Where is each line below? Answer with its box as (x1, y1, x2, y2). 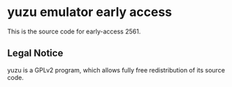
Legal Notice (7, 47, 64, 59)
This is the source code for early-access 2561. (7, 27, 141, 35)
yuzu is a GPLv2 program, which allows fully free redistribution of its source (7, 65, 226, 74)
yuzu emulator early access (7, 4, 173, 20)
